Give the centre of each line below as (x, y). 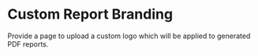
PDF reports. (28, 44)
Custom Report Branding (90, 14)
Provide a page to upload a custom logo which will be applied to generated (129, 36)
